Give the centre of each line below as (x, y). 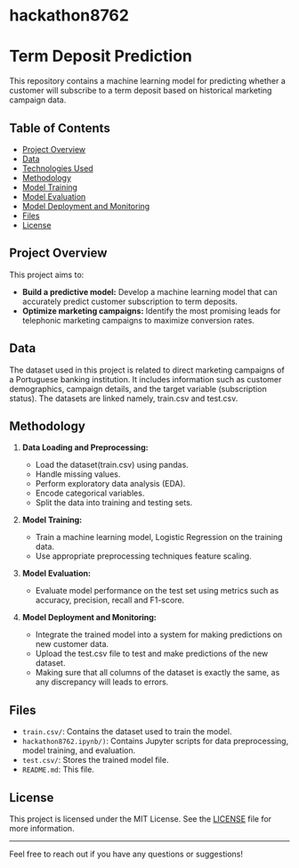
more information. (42, 828)
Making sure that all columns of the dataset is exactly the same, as (158, 673)
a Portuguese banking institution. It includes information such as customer (145, 379)
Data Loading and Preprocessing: (85, 447)
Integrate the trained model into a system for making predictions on (159, 635)
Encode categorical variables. (90, 493)
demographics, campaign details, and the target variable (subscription (138, 389)
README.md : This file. (58, 770)
